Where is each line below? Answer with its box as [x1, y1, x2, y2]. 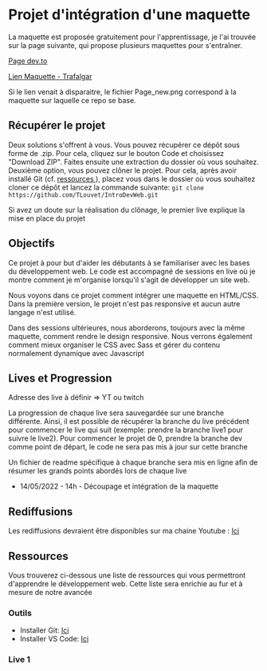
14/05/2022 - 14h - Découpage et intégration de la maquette [19, 481, 219, 491]
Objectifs [8, 237, 56, 250]
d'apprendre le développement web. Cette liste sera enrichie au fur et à [8, 579, 243, 589]
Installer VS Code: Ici [19, 634, 89, 644]
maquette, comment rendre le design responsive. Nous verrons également [8, 331, 253, 341]
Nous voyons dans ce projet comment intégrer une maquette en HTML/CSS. [8, 290, 259, 300]
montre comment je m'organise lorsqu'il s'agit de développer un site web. [8, 274, 250, 285]
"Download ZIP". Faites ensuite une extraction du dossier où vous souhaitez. [8, 157, 259, 166]
